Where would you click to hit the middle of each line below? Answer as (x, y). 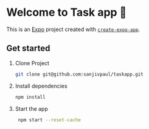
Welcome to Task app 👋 (67, 12)
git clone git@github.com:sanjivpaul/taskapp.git (79, 74)
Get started (28, 48)
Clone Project (32, 63)
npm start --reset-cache (49, 120)
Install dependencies (41, 86)
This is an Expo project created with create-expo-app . (73, 29)
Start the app (32, 108)
